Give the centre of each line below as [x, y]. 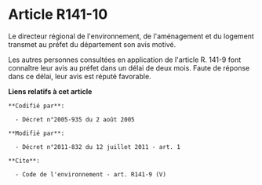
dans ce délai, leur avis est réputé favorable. [80, 76]
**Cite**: [24, 161]
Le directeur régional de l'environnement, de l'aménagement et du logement [131, 36]
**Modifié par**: [36, 133]
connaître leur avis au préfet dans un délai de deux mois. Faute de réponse [129, 67]
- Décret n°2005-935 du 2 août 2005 [75, 119]
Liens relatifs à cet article [50, 91]
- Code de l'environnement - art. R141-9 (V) [91, 174]
